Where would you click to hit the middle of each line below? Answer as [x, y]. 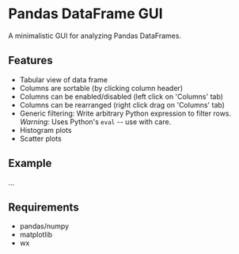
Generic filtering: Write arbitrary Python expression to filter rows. [125, 113]
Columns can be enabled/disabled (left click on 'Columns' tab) [121, 97]
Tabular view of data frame [64, 79]
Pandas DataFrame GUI [86, 14]
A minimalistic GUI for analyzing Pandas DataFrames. [95, 36]
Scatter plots [40, 138]
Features [30, 61]
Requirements [44, 207]
